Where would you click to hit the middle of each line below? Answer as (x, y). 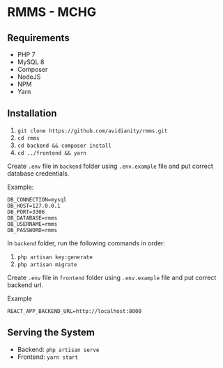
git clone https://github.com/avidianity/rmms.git (92, 131)
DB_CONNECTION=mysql (37, 199)
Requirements (38, 38)
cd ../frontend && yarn (52, 153)
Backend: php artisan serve (58, 349)
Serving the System (51, 333)
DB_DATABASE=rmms (32, 218)
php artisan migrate (47, 264)
